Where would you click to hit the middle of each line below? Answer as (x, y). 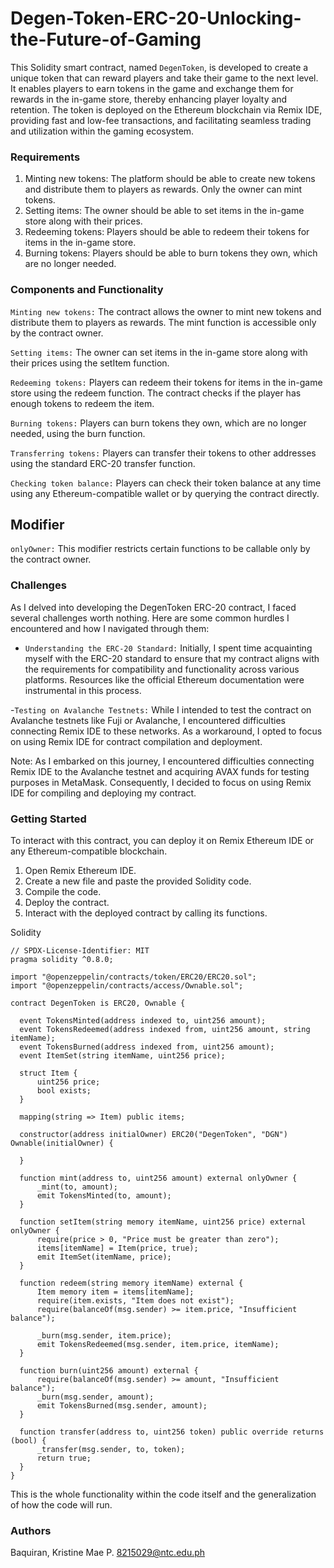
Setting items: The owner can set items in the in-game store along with (159, 352)
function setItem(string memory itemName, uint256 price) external (163, 1222)
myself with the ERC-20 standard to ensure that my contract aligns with (172, 658)
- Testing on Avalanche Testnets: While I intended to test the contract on (161, 709)
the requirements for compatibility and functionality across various (162, 669)
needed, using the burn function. (78, 433)
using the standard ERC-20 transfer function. (103, 463)
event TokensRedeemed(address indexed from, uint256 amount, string (165, 1029)
